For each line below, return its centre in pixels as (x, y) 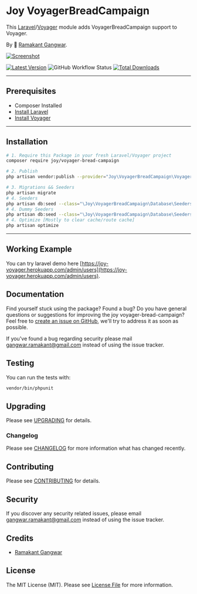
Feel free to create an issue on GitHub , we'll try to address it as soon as (92, 321)
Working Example (39, 250)
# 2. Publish (22, 171)
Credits (20, 538)
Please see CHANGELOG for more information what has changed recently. (96, 448)
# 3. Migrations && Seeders (40, 188)
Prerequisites (31, 91)
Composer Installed (38, 105)
